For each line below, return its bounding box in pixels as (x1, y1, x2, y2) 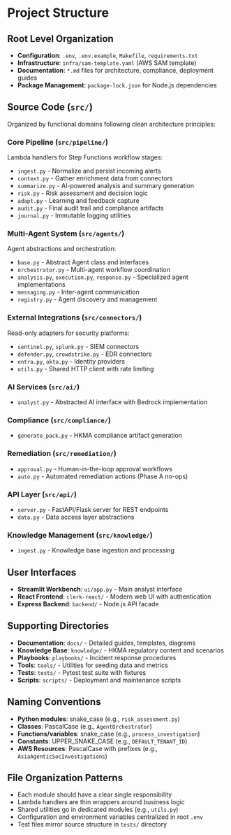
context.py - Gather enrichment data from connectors (17, 174, 173, 183)
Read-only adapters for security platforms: (7, 329, 131, 337)
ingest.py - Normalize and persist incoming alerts (17, 166, 162, 176)
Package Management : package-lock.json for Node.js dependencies (17, 81, 218, 89)
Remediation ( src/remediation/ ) (7, 449, 117, 459)
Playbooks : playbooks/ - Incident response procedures (17, 653, 177, 662)
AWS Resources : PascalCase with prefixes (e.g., (17, 744, 158, 752)
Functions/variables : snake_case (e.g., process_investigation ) (17, 729, 200, 738)
